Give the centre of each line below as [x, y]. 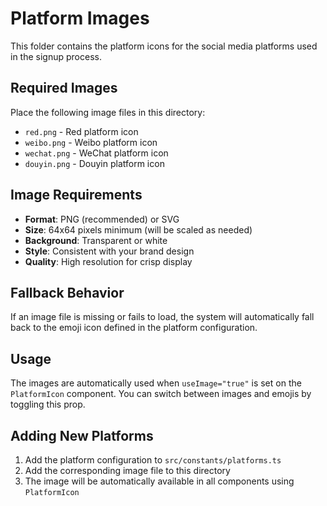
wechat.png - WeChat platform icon [96, 153]
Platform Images [80, 18]
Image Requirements [76, 195]
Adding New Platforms [82, 435]
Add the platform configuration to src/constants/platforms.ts [153, 460]
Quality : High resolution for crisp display [108, 261]
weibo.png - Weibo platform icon [91, 142]
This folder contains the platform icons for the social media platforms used [164, 46]
